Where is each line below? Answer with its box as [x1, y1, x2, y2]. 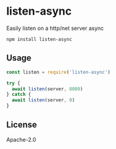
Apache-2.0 [6, 136, 37, 143]
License [6, 120, 37, 130]
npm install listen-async [6, 36, 72, 42]
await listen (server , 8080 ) [12, 85, 84, 92]
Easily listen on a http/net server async [6, 24, 104, 32]
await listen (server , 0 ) [12, 97, 75, 103]
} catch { [6, 92, 32, 98]
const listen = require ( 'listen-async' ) [6, 69, 111, 75]
